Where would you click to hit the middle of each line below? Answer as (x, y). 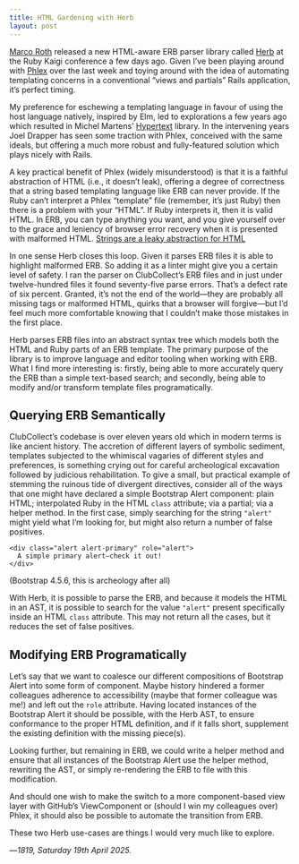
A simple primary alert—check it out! (90, 556)
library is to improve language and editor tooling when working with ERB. (143, 358)
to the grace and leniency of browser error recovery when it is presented (144, 228)
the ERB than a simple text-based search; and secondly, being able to (137, 378)
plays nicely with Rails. (51, 154)
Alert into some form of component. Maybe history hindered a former (137, 686)
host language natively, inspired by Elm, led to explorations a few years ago (148, 116)
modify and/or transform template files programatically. (111, 387)
